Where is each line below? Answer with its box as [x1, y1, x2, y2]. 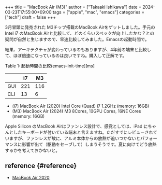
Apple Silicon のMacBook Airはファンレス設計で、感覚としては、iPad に [5, 123, 148, 129]
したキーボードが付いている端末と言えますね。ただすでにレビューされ [13, 129, 153, 135]
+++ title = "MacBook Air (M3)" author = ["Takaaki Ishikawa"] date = [5, 4, 142, 10]
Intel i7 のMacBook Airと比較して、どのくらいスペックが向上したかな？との [5, 30, 155, 36]
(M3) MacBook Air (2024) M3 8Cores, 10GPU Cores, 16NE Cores [12, 108, 141, 114]
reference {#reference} [5, 162, 77, 170]
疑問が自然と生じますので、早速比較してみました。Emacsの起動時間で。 [5, 36, 149, 42]
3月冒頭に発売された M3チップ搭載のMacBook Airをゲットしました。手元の [5, 24, 156, 30]
